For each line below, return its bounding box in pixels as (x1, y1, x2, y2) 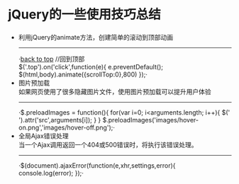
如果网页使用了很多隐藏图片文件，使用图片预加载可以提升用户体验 (18, 88, 211, 96)
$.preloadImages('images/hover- (102, 116, 199, 125)
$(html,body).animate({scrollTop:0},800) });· (18, 70, 148, 79)
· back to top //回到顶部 (18, 54, 85, 64)
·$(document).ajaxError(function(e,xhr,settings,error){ (18, 161, 176, 170)
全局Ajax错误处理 (18, 132, 70, 140)
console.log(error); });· (18, 169, 84, 178)
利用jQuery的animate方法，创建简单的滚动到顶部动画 (18, 33, 173, 42)
